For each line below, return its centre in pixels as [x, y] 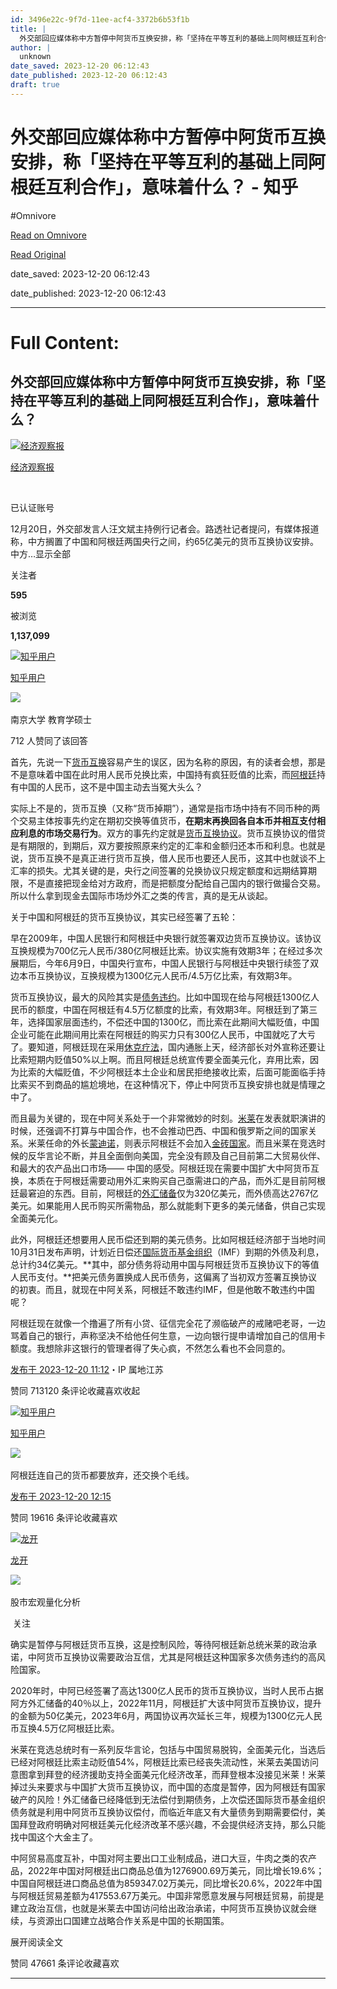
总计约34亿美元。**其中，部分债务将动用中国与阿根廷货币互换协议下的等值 [165, 1264]
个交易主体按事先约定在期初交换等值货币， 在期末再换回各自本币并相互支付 [163, 820]
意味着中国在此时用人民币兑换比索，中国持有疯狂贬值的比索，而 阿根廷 [172, 774]
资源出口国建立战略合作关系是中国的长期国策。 [133, 1920]
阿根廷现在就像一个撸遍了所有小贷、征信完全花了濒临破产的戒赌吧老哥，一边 [168, 1323]
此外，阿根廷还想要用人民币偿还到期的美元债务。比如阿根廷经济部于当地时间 [168, 1239]
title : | [28, 29]
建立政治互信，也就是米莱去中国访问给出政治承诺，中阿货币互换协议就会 [159, 1908]
